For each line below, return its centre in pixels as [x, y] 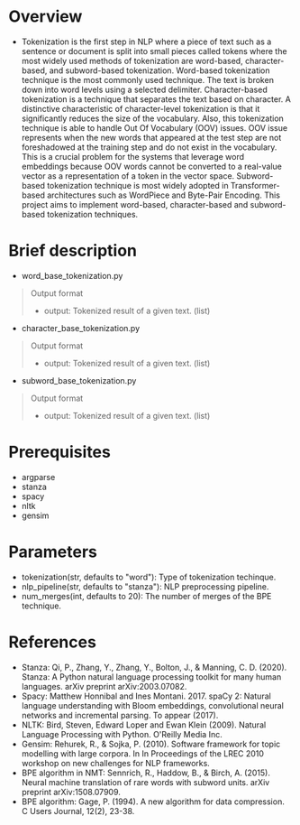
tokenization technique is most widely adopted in [138, 185]
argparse [38, 477]
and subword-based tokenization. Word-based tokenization [160, 70]
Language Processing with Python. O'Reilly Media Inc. [122, 734]
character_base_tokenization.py [81, 328]
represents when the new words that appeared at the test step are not [151, 137]
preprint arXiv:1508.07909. [71, 792]
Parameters [53, 552]
